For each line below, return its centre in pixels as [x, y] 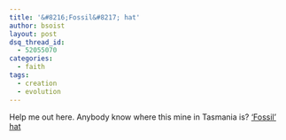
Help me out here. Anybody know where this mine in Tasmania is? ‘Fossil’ [143, 117]
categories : [31, 58]
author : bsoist [37, 26]
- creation [37, 83]
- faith [31, 67]
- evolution [39, 91]
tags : [19, 75]
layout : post [33, 34]
